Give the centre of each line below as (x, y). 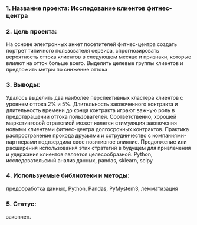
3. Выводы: (23, 85)
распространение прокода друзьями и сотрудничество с (79, 135)
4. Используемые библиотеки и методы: (68, 175)
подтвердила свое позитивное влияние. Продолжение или (112, 141)
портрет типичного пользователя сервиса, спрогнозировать (83, 51)
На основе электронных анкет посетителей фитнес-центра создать (92, 44)
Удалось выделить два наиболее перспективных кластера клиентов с (95, 97)
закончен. (19, 217)
